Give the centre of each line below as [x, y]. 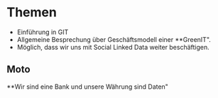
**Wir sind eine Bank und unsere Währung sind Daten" [87, 87]
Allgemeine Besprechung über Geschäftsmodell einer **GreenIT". [114, 39]
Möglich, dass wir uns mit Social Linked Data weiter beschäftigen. [113, 47]
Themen [32, 12]
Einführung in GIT [43, 32]
